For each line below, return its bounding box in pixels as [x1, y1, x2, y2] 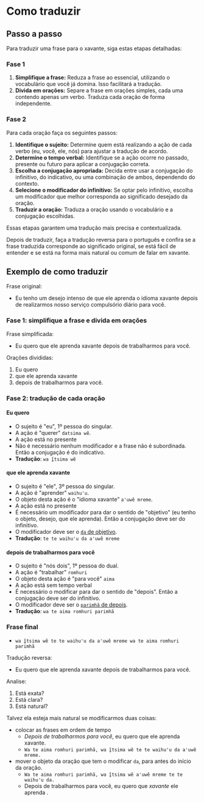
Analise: [6, 677, 27, 685]
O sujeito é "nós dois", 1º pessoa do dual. [15, 562, 119, 569]
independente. [15, 100, 52, 108]
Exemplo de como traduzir [6, 266, 108, 277]
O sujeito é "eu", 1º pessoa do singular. [15, 423, 113, 430]
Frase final [6, 623, 38, 632]
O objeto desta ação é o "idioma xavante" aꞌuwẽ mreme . [15, 496, 153, 503]
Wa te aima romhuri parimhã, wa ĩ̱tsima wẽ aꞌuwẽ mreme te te [24, 771, 183, 778]
